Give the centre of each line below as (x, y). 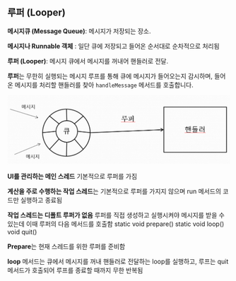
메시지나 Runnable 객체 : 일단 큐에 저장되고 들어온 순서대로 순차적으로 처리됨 (114, 46)
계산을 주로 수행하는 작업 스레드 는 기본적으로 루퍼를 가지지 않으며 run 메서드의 (114, 191)
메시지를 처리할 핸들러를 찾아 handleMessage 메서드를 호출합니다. (104, 85)
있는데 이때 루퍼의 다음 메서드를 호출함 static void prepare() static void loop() (116, 224)
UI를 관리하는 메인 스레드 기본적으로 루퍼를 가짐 (72, 176)
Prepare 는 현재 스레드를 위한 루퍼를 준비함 (66, 246)
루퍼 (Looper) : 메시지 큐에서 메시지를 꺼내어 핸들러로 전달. (88, 61)
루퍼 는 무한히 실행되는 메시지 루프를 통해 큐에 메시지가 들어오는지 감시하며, (110, 76)
